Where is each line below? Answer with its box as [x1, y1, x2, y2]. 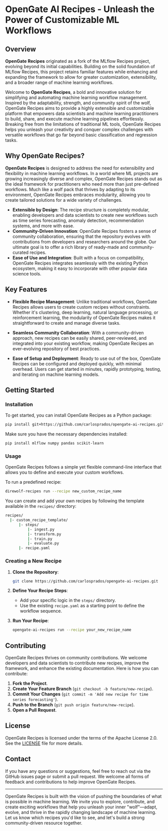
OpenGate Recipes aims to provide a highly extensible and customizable [5, 105, 154, 111]
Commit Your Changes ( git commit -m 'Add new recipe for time [12, 691, 148, 697]
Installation [5, 400, 33, 407]
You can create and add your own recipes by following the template [5, 498, 144, 504]
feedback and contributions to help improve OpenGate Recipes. [5, 779, 136, 785]
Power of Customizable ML [5, 14, 119, 26]
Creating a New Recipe [5, 558, 62, 565]
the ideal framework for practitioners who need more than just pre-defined [5, 181, 159, 187]
